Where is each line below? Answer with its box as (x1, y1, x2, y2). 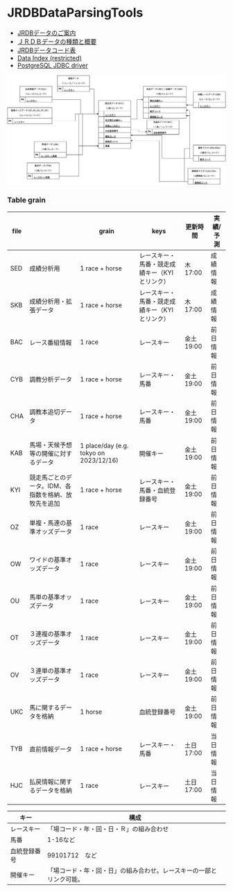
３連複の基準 (29, 629, 67, 637)
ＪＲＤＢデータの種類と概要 (17, 37, 97, 46)
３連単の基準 (29, 667, 67, 675)
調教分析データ (29, 375, 73, 384)
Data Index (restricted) (17, 53, 82, 62)
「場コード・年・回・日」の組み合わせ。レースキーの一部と (47, 866, 217, 875)
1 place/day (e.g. (80, 442, 129, 450)
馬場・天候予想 (29, 440, 73, 449)
